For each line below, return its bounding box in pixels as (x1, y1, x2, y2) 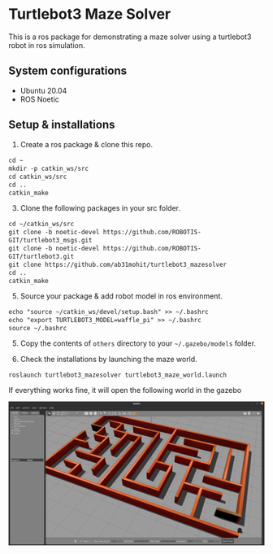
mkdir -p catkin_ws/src (8, 164, 89, 172)
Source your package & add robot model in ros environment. (19, 290, 223, 301)
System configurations (8, 64, 128, 78)
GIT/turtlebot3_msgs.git (8, 236, 93, 244)
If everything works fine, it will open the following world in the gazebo (8, 385, 242, 395)
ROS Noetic (19, 94, 59, 104)
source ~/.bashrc (8, 324, 67, 332)
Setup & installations (8, 118, 115, 132)
